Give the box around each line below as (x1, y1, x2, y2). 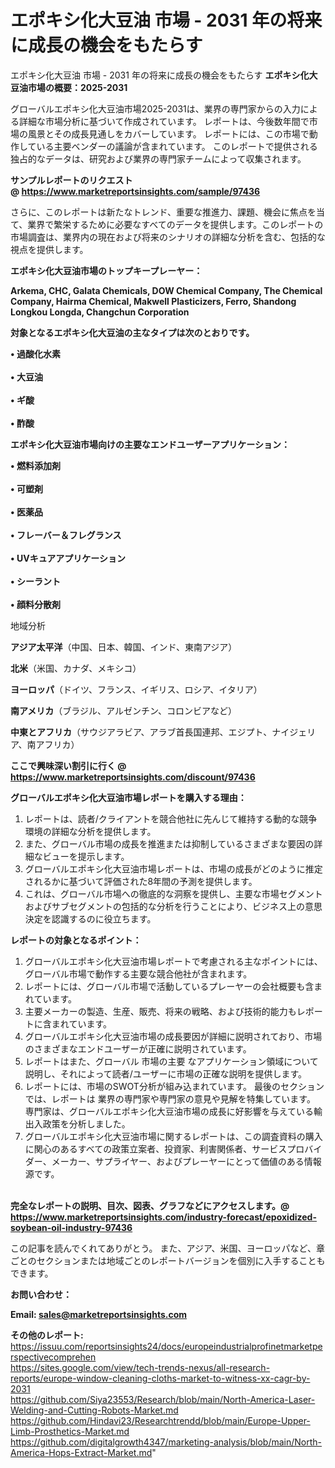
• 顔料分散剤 (10, 598, 61, 610)
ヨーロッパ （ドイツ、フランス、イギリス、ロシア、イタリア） (10, 683, 263, 695)
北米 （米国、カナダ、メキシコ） (10, 662, 142, 674)
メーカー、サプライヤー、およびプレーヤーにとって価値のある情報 (51, 1155, 322, 1167)
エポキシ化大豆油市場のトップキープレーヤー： (10, 264, 203, 276)
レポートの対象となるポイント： (10, 934, 142, 946)
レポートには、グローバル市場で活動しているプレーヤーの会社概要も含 (24, 980, 315, 992)
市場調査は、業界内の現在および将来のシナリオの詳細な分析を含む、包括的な (10, 231, 326, 243)
